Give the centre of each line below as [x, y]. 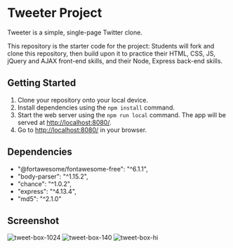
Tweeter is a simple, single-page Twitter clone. [75, 32]
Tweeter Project [55, 13]
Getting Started [42, 83]
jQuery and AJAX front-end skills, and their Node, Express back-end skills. [115, 60]
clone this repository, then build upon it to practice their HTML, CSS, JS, [112, 53]
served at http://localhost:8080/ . [64, 122]
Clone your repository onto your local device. [83, 100]
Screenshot [33, 220]
